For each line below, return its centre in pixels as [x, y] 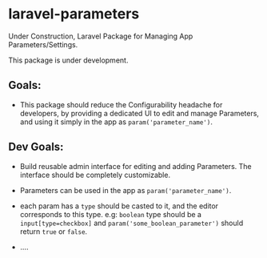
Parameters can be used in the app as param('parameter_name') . [126, 190]
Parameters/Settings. [43, 44]
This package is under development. [68, 60]
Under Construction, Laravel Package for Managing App [101, 36]
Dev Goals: [36, 147]
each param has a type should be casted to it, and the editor [119, 206]
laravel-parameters [74, 14]
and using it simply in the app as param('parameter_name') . [116, 122]
